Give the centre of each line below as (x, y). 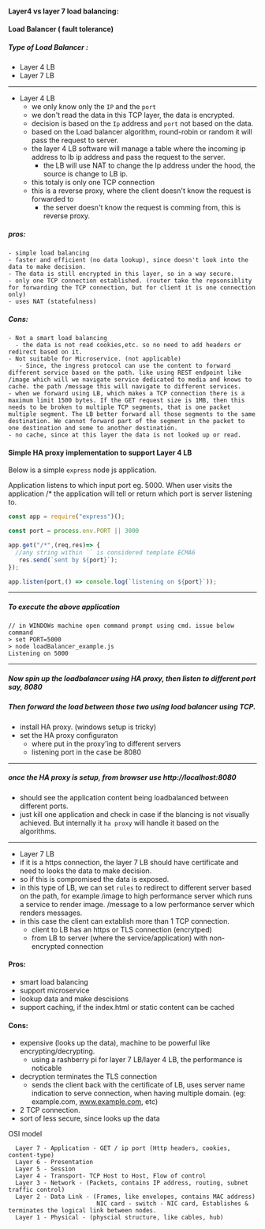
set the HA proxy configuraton (69, 735)
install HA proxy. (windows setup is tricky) (88, 727)
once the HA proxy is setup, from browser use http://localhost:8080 (122, 777)
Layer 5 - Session (46, 1169)
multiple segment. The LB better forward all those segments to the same (132, 414)
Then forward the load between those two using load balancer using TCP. (132, 707)
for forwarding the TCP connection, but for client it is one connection (132, 288)
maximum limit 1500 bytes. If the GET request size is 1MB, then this (127, 401)
